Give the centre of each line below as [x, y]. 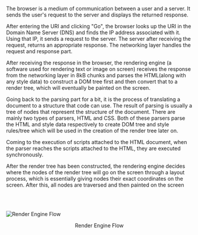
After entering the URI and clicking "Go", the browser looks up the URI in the [99, 26]
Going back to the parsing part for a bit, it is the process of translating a [93, 99]
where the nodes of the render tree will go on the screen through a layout [95, 172]
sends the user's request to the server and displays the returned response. [97, 15]
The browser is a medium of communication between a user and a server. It [98, 9]
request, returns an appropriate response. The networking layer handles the [98, 45]
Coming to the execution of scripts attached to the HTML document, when [97, 142]
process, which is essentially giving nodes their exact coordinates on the [95, 179]
